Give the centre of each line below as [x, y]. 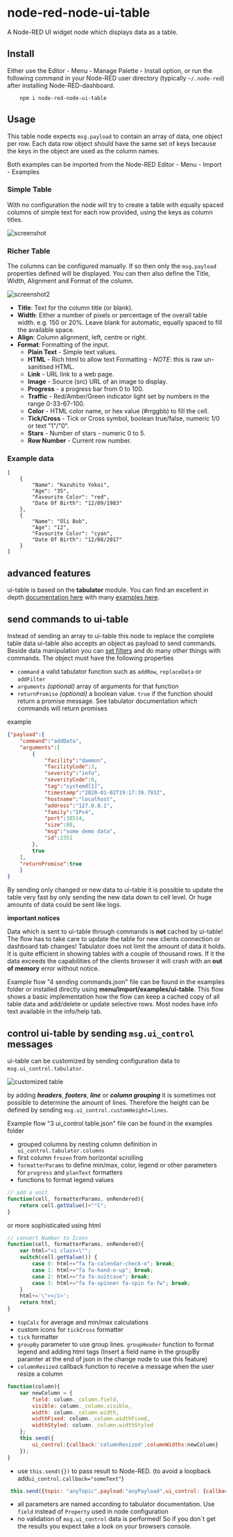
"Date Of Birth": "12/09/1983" [77, 504]
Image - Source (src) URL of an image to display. [97, 382]
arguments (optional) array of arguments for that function [98, 686]
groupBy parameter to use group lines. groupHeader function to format [115, 1345]
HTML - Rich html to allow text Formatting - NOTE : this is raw [115, 360]
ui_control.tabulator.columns [61, 1151]
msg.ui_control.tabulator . [45, 1068]
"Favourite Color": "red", [71, 497]
